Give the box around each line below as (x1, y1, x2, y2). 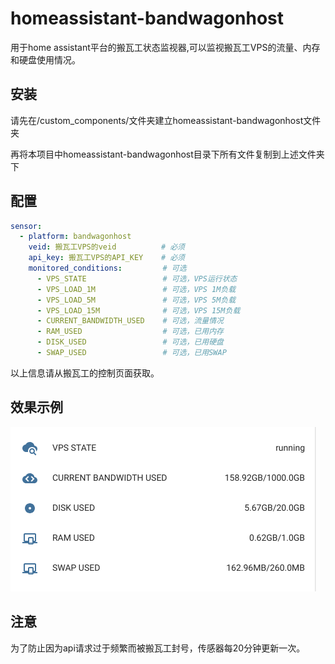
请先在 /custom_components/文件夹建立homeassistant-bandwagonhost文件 (10, 114, 322, 126)
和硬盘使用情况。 (10, 53, 81, 66)
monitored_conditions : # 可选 (28, 263, 187, 274)
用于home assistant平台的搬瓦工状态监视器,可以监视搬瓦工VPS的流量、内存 (10, 41, 321, 53)
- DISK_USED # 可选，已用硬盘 (36, 337, 224, 347)
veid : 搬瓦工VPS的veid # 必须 (28, 242, 185, 252)
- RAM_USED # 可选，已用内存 (36, 327, 224, 337)
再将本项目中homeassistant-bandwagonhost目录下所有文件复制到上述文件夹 (10, 148, 325, 160)
